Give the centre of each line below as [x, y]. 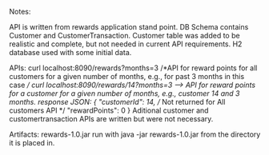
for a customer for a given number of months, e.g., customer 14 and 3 [124, 93]
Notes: [20, 12]
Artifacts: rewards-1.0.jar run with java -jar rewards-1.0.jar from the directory [135, 134]
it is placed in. [32, 143]
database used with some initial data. [70, 52]
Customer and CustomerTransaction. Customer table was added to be [124, 36]
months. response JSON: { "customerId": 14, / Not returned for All [117, 102]
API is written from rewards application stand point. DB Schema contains [129, 27]
